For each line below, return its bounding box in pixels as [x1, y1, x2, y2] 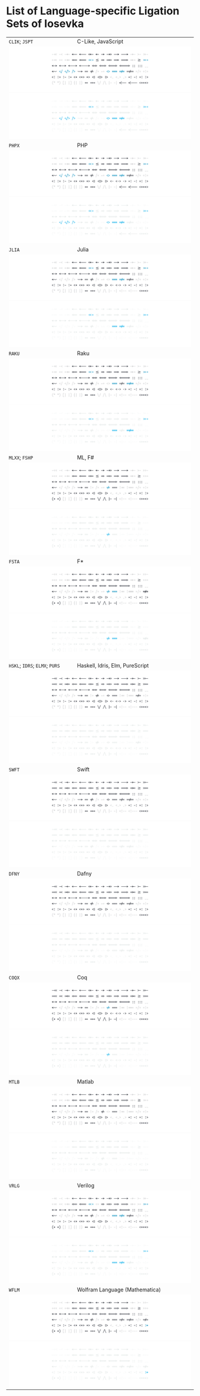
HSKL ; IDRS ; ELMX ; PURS [8, 662, 61, 669]
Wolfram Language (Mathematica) [77, 1286, 161, 1293]
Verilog [77, 1182, 95, 1189]
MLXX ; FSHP [8, 454, 33, 461]
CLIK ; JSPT [8, 38, 33, 45]
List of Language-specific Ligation [6, 4, 180, 18]
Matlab [77, 1077, 94, 1085]
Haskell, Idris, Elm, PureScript [77, 662, 149, 669]
